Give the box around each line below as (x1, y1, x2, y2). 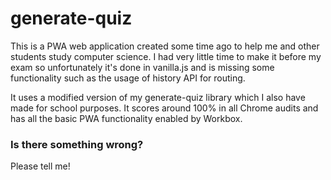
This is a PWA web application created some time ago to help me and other (10, 40, 320, 52)
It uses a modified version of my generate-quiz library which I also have (10, 91, 306, 103)
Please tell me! (10, 160, 71, 172)
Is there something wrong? (10, 137, 144, 151)
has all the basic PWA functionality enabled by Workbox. (10, 112, 243, 124)
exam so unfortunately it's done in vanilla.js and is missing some (10, 61, 275, 73)
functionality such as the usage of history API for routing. (10, 72, 246, 84)
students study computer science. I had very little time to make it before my (10, 50, 322, 62)
